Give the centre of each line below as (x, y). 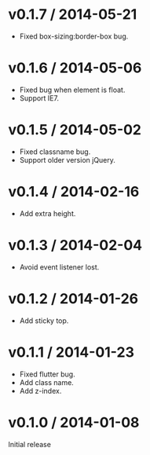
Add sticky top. (44, 321)
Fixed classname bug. (55, 152)
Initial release (29, 444)
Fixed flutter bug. (48, 374)
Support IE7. (39, 98)
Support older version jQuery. (68, 160)
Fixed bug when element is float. (72, 90)
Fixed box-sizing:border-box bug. (74, 36)
